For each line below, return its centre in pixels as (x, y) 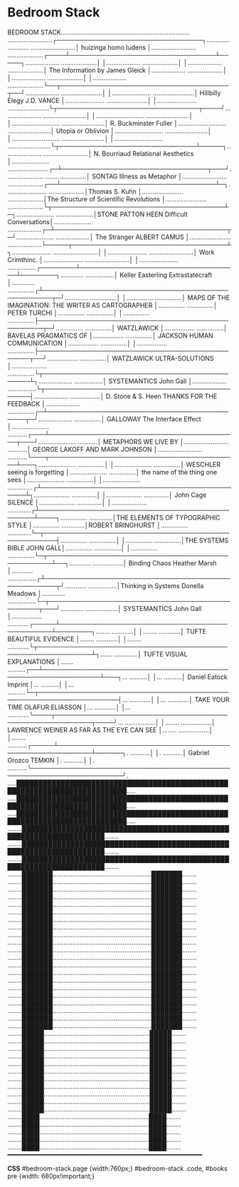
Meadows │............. (36, 593)
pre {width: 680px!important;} (51, 1176)
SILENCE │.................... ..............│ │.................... (78, 502)
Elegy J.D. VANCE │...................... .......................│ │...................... (102, 100)
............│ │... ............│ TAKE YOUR (179, 699)
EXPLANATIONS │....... (40, 662)
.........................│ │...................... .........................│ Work (134, 252)
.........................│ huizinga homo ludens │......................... (114, 47)
